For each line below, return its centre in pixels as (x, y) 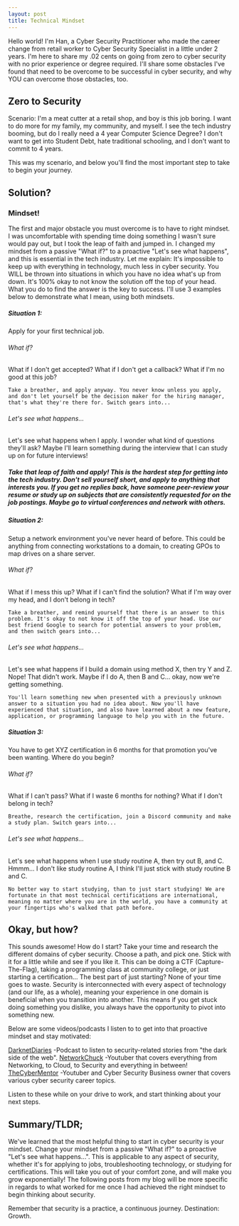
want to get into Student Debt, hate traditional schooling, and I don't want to (119, 141)
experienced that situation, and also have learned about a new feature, (120, 710)
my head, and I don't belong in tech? (62, 599)
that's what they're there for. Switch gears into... (90, 403)
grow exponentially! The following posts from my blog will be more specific (118, 1180)
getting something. (36, 684)
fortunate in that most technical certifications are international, (113, 895)
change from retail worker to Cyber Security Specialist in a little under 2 (113, 49)
